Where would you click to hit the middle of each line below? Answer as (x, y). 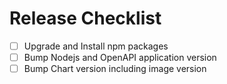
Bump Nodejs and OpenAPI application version (120, 57)
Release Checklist (85, 18)
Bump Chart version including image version (115, 69)
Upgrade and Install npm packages (96, 46)
